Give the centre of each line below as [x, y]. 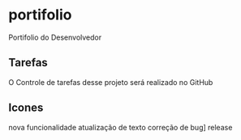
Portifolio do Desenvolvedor [55, 37]
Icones [26, 108]
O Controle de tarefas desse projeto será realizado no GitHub [111, 82]
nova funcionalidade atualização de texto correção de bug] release [120, 127]
